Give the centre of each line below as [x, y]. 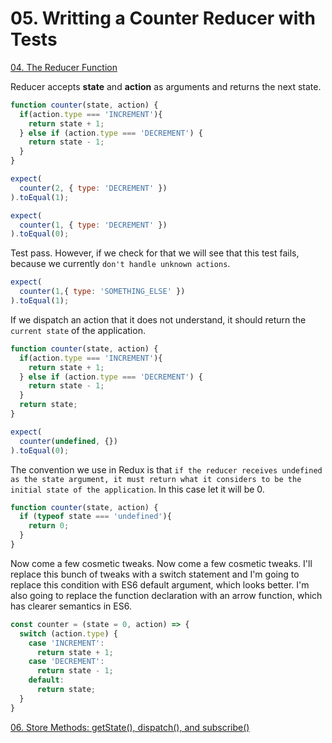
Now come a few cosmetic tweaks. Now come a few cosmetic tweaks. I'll [161, 563]
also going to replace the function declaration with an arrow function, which [166, 595]
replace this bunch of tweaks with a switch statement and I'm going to [155, 574]
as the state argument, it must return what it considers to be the [156, 479]
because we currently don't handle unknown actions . [120, 264]
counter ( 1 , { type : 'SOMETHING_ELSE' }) [102, 292]
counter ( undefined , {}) [68, 441]
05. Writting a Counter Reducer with [163, 18]
